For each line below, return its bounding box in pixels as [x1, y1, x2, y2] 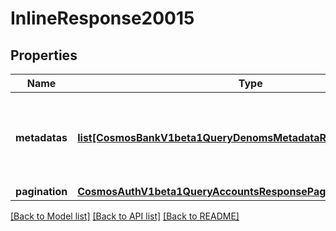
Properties [10, 47, 78, 64]
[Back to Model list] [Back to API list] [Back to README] [10, 210, 240, 222]
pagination [15, 185, 68, 198]
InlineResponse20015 [10, 7, 195, 30]
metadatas [15, 131, 68, 144]
